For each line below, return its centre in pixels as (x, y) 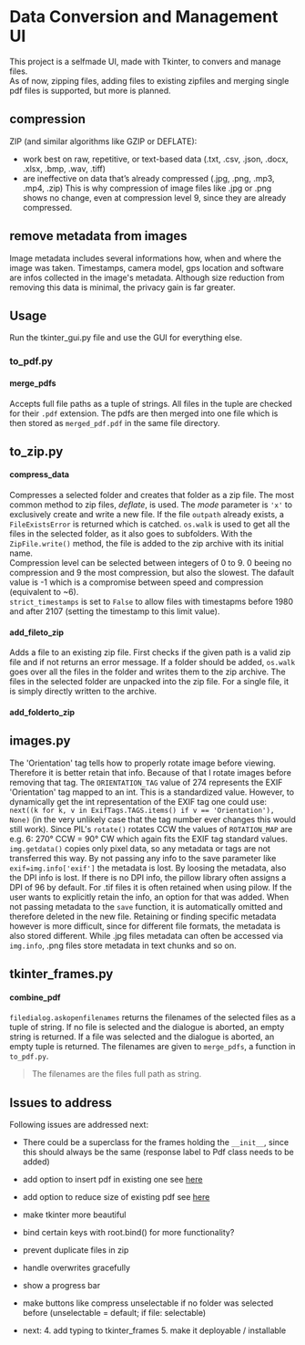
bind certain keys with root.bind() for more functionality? (128, 1233)
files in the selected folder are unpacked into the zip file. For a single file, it (149, 682)
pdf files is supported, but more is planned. (90, 90)
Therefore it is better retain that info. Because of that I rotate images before (150, 772)
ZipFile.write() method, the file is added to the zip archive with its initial (147, 544)
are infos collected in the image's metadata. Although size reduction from (147, 277)
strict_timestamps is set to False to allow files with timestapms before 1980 (152, 602)
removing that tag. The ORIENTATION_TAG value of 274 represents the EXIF (146, 782)
